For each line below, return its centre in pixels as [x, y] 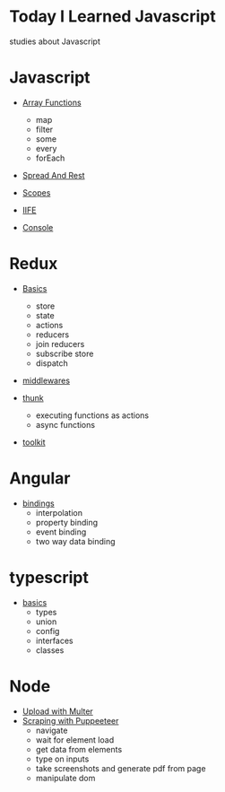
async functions [65, 424]
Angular [40, 478]
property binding [67, 522]
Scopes [36, 192]
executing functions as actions [92, 415]
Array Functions [52, 102]
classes [50, 650]
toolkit [34, 442]
